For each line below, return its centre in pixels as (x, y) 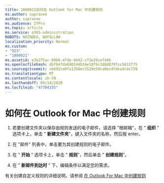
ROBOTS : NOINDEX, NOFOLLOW (33, 37)
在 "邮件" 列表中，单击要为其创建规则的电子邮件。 (63, 144)
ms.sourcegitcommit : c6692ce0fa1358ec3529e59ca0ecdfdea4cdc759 (71, 69)
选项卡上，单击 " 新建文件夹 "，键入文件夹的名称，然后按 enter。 (77, 134)
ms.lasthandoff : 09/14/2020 (34, 83)
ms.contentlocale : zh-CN (31, 78)
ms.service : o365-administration (39, 32)
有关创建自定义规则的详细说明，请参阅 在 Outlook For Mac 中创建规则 (76, 176)
